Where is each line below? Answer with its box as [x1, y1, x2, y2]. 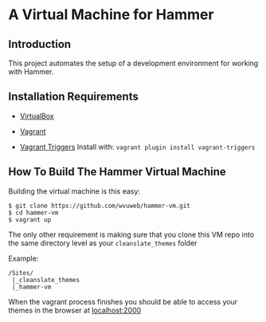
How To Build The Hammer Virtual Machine [8, 165, 227, 179]
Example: [8, 253, 39, 263]
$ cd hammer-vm [8, 209, 59, 217]
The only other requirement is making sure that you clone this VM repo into [8, 230, 255, 239]
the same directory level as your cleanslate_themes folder [8, 238, 198, 248]
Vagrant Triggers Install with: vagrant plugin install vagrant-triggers [19, 142, 256, 151]
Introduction [8, 37, 72, 51]
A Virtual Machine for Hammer [8, 6, 214, 24]
